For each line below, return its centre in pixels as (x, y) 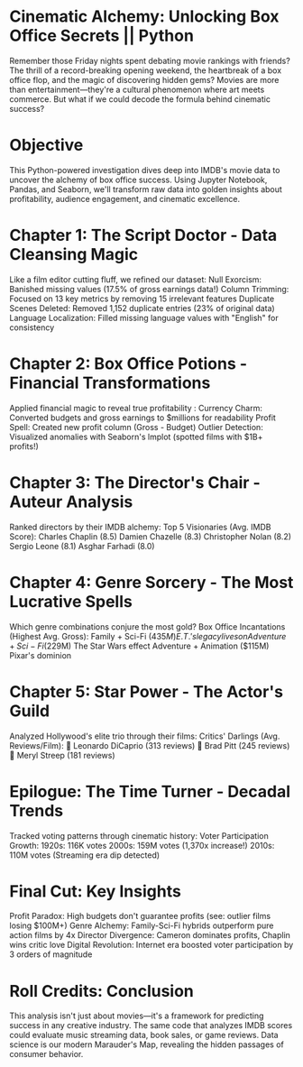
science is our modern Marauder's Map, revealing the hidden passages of (147, 1044)
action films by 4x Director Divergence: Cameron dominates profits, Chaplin (150, 935)
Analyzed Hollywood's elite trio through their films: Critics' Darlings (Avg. (145, 736)
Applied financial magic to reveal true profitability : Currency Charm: (136, 408)
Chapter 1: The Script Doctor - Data (143, 235)
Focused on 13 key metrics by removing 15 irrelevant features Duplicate (142, 299)
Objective (46, 145)
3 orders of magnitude (51, 954)
